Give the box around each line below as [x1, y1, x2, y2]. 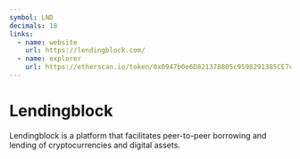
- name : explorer [17, 54, 82, 63]
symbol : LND [9, 12, 54, 22]
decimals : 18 [9, 21, 58, 30]
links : [9, 29, 34, 38]
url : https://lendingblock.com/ [25, 46, 146, 55]
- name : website [17, 37, 78, 47]
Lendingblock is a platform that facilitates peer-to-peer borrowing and [9, 130, 267, 140]
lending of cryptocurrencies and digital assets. [9, 139, 181, 150]
